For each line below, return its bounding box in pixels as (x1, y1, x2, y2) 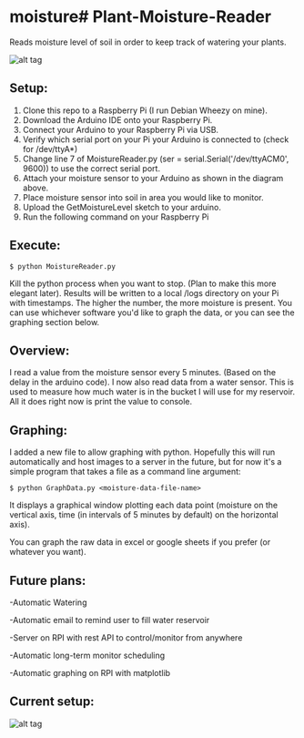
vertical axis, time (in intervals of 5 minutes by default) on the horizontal (9, 509, 279, 520)
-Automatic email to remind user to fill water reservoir (9, 615, 210, 625)
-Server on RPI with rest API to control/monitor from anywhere (9, 632, 243, 643)
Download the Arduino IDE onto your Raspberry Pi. (22, 114, 213, 125)
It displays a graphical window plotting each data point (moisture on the (9, 499, 279, 511)
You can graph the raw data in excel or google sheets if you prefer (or (9, 537, 271, 548)
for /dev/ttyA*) (22, 143, 78, 154)
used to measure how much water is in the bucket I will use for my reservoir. (9, 386, 296, 397)
